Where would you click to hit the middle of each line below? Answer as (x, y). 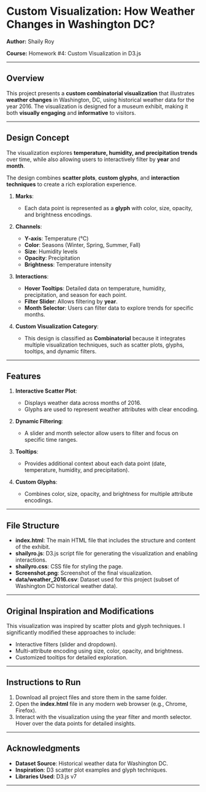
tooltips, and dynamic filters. (60, 351)
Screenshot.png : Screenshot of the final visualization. (84, 573)
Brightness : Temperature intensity (68, 264)
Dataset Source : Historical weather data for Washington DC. (92, 763)
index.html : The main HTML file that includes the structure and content (105, 540)
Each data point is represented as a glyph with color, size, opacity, (109, 208)
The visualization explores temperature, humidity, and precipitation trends (102, 152)
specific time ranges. (51, 440)
